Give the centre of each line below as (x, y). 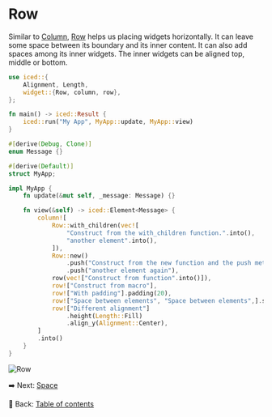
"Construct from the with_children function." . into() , (160, 233)
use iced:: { (28, 77)
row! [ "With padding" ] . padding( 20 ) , (112, 293)
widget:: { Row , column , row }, (72, 92)
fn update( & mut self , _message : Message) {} (99, 196)
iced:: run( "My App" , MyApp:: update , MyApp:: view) (108, 122)
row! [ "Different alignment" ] (101, 308)
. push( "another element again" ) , (123, 271)
